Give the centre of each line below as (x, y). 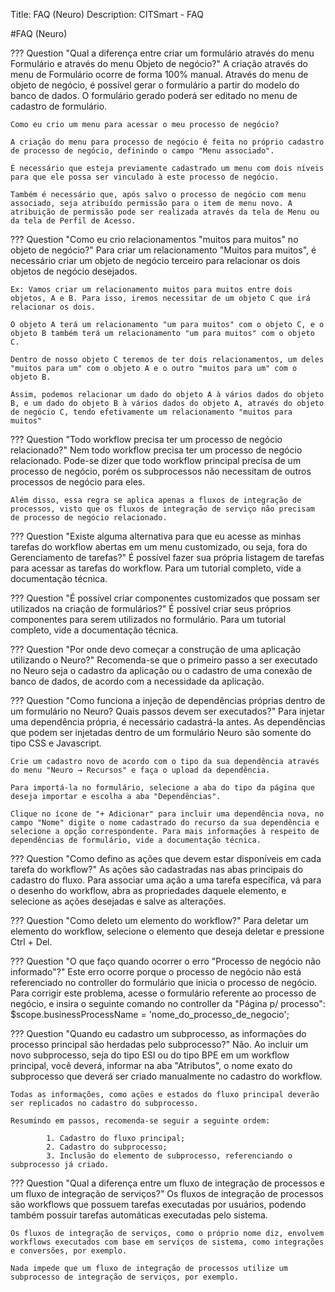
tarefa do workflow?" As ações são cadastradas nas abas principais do (157, 869)
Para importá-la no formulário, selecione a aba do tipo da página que (162, 788)
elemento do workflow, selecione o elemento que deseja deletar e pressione (167, 931)
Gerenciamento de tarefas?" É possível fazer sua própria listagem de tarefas (167, 557)
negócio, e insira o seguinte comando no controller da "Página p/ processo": (168, 1003)
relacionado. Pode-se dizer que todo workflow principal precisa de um (156, 460)
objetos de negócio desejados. (74, 271)
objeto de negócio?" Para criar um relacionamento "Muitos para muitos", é (163, 250)
